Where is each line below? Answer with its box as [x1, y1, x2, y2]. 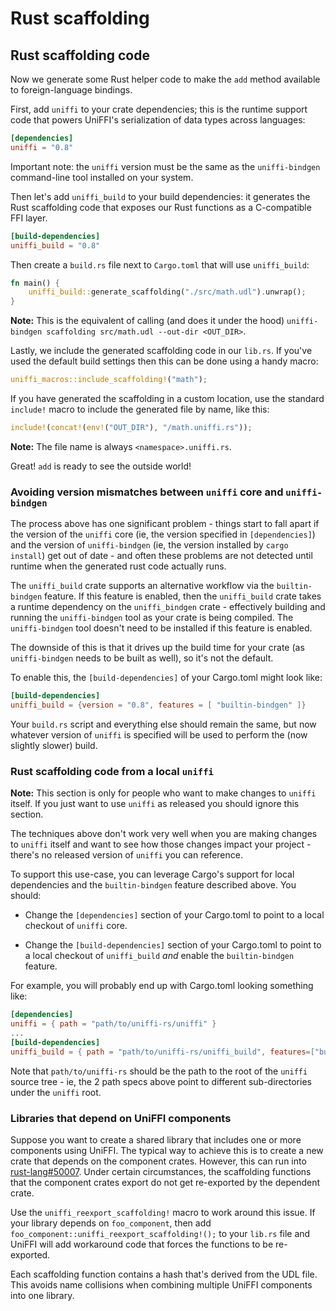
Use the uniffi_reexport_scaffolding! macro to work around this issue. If [10, 1206, 316, 1218]
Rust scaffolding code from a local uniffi [10, 764, 214, 778]
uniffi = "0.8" [10, 142, 74, 152]
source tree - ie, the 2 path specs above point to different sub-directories [10, 1075, 312, 1087]
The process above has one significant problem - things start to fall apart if [10, 518, 320, 530]
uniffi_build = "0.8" [10, 240, 101, 251]
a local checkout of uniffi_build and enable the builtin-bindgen [24, 950, 295, 962]
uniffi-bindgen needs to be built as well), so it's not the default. [10, 652, 274, 664]
